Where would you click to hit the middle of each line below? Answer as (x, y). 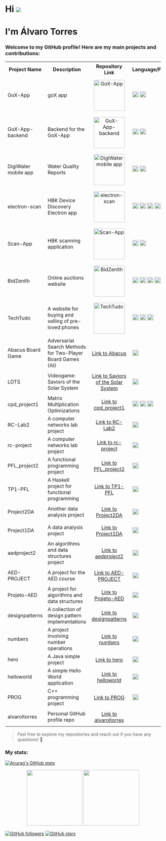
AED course (61, 578)
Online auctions (66, 277)
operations (60, 648)
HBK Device (62, 200)
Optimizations (64, 411)
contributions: (23, 53)
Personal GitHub (66, 713)
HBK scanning (64, 240)
